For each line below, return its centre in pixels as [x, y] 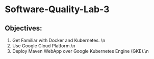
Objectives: [23, 28]
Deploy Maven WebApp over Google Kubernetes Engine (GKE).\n [80, 51]
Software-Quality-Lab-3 [57, 9]
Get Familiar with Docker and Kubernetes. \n [59, 40]
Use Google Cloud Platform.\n [44, 46]
